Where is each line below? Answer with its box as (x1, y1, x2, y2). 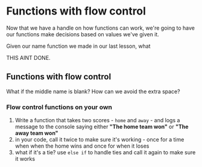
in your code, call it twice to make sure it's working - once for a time (14, 136, 185, 143)
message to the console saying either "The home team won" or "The (14, 123, 189, 131)
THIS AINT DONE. (6, 54, 51, 61)
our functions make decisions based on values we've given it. (6, 30, 160, 38)
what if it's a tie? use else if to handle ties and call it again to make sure (14, 149, 196, 156)
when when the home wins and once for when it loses (14, 142, 150, 149)
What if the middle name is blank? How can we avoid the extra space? (6, 88, 180, 95)
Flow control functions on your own (6, 103, 113, 111)
